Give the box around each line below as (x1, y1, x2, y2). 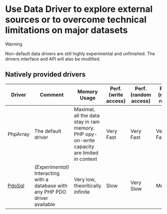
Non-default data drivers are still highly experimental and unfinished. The (5, 51, 155, 57)
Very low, (74, 176, 96, 183)
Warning (5, 41, 22, 47)
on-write (74, 137, 95, 143)
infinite (74, 188, 90, 195)
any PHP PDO (34, 188, 67, 195)
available (34, 201, 56, 208)
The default (34, 128, 62, 135)
